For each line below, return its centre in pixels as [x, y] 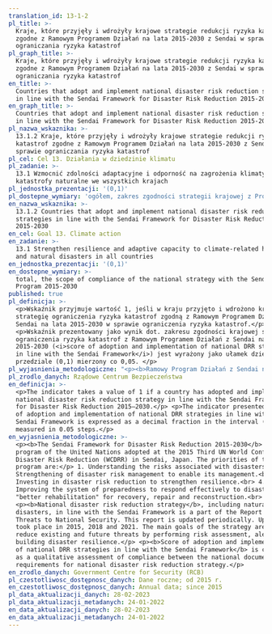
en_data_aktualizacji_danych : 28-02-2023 [79, 610]
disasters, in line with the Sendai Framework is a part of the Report [139, 512]
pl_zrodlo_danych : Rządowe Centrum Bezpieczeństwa [96, 377]
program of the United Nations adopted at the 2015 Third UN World [132, 452]
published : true [36, 294]
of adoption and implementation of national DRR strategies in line [134, 414]
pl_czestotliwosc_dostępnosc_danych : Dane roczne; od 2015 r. [115, 580]
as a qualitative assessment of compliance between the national [128, 557]
